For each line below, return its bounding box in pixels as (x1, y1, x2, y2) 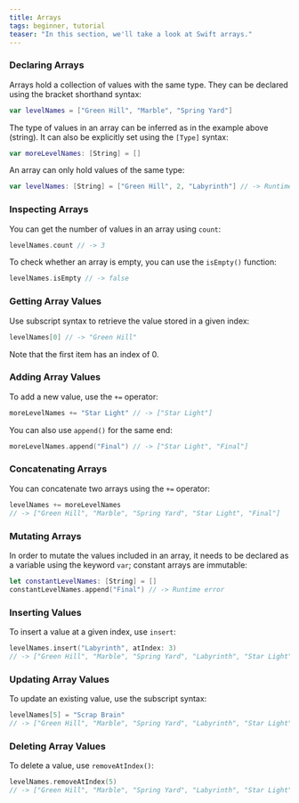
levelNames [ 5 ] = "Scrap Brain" (9, 710, 125, 719)
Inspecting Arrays (9, 203, 89, 216)
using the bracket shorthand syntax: (9, 88, 142, 99)
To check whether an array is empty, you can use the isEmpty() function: (9, 257, 278, 267)
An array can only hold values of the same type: (9, 165, 185, 176)
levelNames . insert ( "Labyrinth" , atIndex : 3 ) (9, 643, 177, 652)
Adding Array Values (9, 371, 101, 383)
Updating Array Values (9, 673, 109, 685)
